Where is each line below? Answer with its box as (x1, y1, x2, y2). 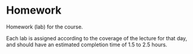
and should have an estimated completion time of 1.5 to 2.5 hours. (6, 41, 167, 48)
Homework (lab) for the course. (6, 23, 83, 30)
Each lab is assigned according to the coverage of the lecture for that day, (6, 34, 188, 42)
